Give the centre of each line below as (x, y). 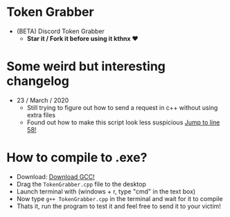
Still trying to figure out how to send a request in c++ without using (122, 107)
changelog (38, 81)
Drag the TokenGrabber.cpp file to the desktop (81, 184)
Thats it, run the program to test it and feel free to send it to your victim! (118, 206)
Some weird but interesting (86, 67)
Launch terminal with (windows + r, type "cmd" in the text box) (106, 191)
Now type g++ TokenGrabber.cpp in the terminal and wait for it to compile (120, 198)
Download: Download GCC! (55, 176)
